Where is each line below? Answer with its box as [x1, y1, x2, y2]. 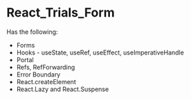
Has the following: [6, 28, 58, 36]
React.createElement [16, 77, 77, 86]
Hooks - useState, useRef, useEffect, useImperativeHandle [16, 48, 184, 57]
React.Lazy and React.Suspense [16, 85, 109, 93]
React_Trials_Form [6, 5, 115, 21]
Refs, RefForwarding [16, 63, 75, 71]
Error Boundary [16, 70, 61, 79]
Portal [16, 55, 34, 63]
